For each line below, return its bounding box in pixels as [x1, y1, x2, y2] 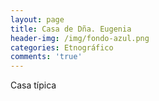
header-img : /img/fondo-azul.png [10, 33, 150, 43]
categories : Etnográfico [10, 42, 114, 53]
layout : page [10, 14, 65, 25]
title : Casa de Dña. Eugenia [10, 24, 132, 34]
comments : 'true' [10, 52, 83, 62]
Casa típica [10, 79, 57, 91]
